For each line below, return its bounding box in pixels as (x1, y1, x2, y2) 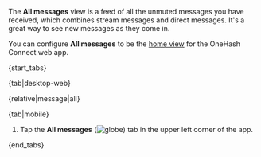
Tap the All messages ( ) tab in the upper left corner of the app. (19, 125, 253, 134)
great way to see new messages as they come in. (8, 24, 170, 33)
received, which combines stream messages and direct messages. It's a (8, 15, 245, 25)
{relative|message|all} (8, 94, 80, 103)
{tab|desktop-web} (8, 79, 72, 88)
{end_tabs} (8, 140, 45, 150)
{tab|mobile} (8, 109, 49, 119)
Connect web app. (8, 48, 69, 57)
